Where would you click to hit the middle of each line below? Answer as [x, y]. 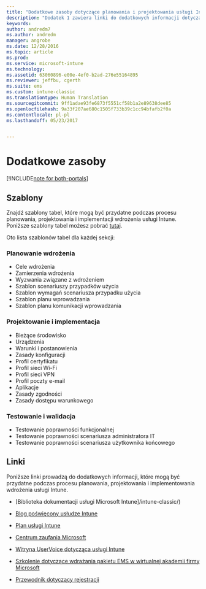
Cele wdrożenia [35, 267]
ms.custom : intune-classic [41, 92]
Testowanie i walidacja [41, 416]
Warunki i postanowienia [46, 348]
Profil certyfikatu [36, 361]
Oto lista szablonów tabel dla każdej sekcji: [61, 237]
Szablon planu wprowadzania [52, 299]
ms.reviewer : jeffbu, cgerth [44, 80]
